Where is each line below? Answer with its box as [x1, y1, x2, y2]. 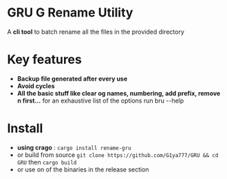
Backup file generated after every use [17, 74, 128, 83]
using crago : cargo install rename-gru [17, 143, 132, 151]
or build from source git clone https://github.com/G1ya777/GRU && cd [17, 150, 219, 159]
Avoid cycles [17, 81, 55, 90]
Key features [7, 52, 83, 67]
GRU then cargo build [17, 158, 77, 166]
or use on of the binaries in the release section [17, 165, 149, 173]
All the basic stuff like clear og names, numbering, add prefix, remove [17, 89, 221, 97]
